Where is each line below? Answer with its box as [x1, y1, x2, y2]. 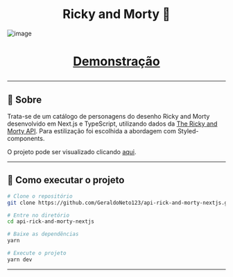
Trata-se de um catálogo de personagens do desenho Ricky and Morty [7, 112, 210, 120]
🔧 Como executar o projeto [7, 174, 125, 186]
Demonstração [72, 53, 161, 69]
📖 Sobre [7, 94, 42, 106]
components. [7, 134, 45, 142]
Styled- [178, 126, 199, 135]
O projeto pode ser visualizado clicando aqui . [7, 147, 137, 156]
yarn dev [7, 256, 33, 263]
